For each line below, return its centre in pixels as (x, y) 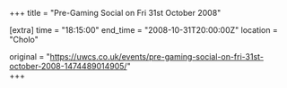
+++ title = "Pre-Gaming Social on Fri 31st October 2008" (115, 13)
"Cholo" (24, 40)
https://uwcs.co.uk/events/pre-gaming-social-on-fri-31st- (157, 56)
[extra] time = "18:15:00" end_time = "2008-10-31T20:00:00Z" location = (143, 30)
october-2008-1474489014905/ (68, 66)
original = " (30, 56)
